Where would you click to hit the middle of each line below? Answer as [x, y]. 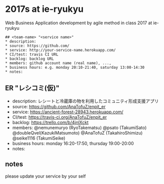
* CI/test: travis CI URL [32, 54]
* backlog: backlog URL [30, 59]
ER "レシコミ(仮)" [32, 88]
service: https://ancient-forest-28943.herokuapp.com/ [68, 112]
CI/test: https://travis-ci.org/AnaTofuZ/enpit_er [60, 117]
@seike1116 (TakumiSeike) [39, 138]
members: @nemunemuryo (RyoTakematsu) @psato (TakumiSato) [79, 128]
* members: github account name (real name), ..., [58, 63]
